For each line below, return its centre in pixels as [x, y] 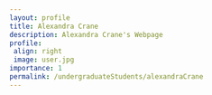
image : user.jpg [44, 60]
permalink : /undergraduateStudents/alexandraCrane [106, 77]
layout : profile [40, 18]
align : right [38, 52]
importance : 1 [36, 69]
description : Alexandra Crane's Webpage [87, 34]
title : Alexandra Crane [54, 26]
